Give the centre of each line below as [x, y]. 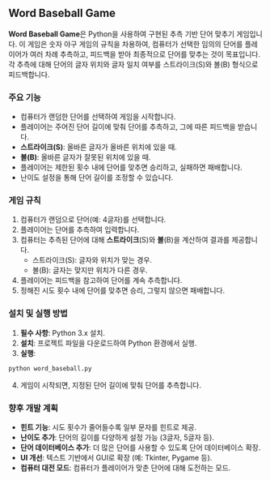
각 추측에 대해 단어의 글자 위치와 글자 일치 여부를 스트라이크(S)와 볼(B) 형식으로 [133, 64]
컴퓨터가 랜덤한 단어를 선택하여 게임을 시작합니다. [98, 117]
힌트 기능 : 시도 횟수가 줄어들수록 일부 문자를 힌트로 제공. [108, 427]
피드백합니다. [29, 74]
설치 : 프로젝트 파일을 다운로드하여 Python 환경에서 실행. [108, 343]
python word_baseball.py [50, 368]
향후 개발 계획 [34, 408]
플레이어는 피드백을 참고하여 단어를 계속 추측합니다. [101, 281]
